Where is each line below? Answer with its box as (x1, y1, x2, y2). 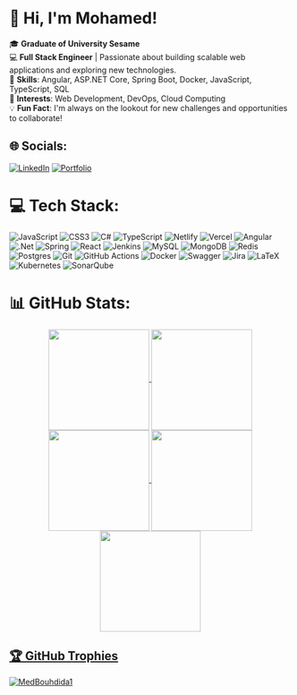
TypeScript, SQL (9, 83, 70, 94)
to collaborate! (9, 112, 63, 124)
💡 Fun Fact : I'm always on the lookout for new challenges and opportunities (9, 102, 288, 113)
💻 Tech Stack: (9, 195, 120, 216)
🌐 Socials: (9, 139, 68, 154)
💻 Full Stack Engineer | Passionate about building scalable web (9, 51, 246, 62)
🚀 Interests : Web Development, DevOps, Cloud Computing (9, 93, 226, 104)
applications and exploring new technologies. (9, 64, 177, 75)
